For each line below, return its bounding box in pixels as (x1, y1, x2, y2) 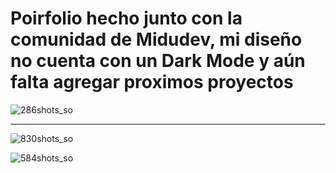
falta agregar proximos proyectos (10, 71, 294, 94)
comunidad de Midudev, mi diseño (10, 28, 303, 51)
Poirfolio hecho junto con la (10, 7, 243, 30)
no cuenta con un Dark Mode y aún (10, 50, 306, 72)
